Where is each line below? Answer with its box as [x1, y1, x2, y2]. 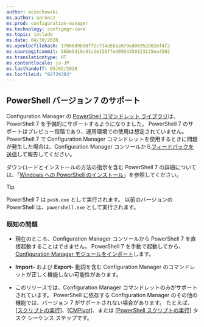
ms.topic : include [6, 32, 53, 38]
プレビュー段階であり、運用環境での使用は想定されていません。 [27, 128, 188, 135]
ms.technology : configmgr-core [6, 26, 86, 32]
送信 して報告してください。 [6, 150, 76, 158]
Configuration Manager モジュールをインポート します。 [15, 250, 155, 258]
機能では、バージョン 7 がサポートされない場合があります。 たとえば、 [15, 299, 193, 306]
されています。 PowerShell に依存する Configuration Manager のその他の [15, 292, 198, 299]
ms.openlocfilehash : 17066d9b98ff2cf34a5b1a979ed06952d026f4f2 [6, 43, 171, 49]
